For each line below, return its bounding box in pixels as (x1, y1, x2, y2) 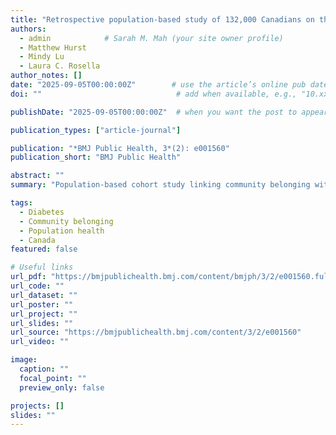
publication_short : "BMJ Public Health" (10, 152, 182, 163)
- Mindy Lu (19, 52, 65, 62)
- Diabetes (19, 207, 65, 217)
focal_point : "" (19, 373, 87, 383)
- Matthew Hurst (19, 42, 87, 53)
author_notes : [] (10, 71, 83, 81)
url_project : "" (10, 309, 78, 319)
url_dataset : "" (10, 290, 78, 300)
